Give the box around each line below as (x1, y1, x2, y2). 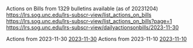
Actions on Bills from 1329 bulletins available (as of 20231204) (6, 5, 159, 12)
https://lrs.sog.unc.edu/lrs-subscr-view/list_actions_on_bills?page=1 (6, 18, 172, 24)
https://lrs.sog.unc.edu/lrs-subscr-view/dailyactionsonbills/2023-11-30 (6, 24, 179, 31)
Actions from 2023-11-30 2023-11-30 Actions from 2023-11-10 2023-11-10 (6, 36, 187, 42)
